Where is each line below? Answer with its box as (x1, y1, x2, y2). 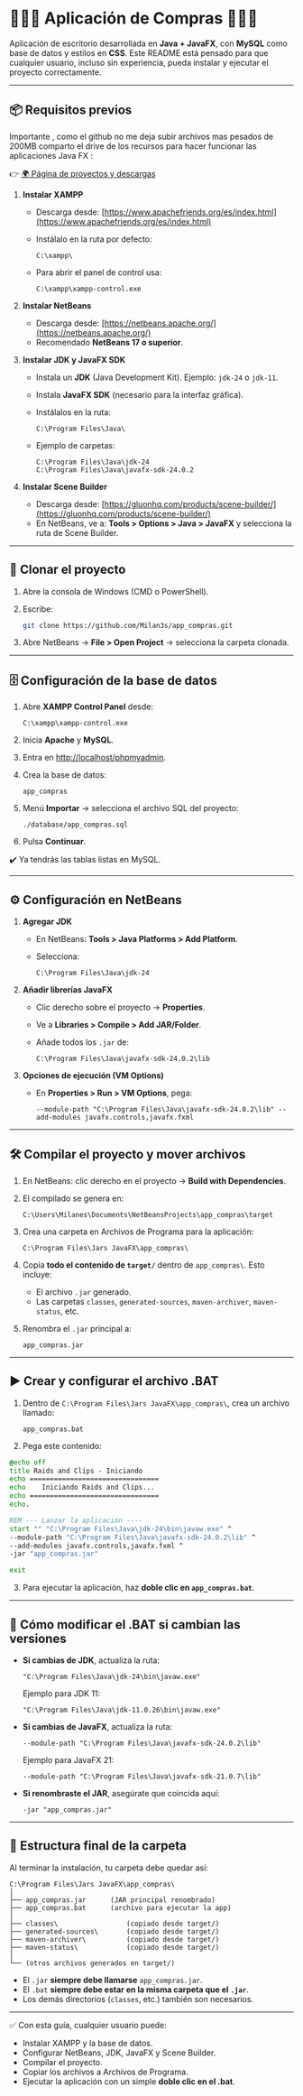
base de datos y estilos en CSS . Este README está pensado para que (9, 47, 269, 58)
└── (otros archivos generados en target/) (9, 1958, 176, 1968)
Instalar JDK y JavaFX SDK (22, 354, 126, 365)
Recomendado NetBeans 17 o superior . (35, 337, 183, 347)
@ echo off (9, 1457, 47, 1467)
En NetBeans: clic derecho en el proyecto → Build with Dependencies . (22, 1175, 287, 1186)
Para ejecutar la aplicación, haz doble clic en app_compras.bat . (22, 1583, 255, 1593)
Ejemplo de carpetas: (35, 439, 115, 450)
